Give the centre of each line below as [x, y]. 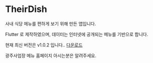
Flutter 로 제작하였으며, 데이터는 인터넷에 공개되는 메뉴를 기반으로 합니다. [77, 34]
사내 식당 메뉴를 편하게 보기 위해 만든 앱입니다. [51, 23]
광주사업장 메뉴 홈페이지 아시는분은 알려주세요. [51, 55]
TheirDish [26, 9]
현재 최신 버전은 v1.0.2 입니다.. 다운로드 [44, 45]
